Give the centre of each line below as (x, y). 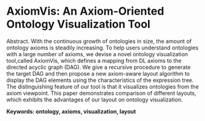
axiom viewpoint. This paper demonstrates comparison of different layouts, (101, 93)
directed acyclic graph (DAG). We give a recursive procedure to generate (99, 67)
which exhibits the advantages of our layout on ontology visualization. (95, 100)
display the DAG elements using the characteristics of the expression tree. (100, 80)
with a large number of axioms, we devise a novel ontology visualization (97, 54)
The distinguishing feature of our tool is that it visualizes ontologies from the (103, 86)
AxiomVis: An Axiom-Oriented (85, 11)
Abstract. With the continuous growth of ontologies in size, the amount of (99, 41)
